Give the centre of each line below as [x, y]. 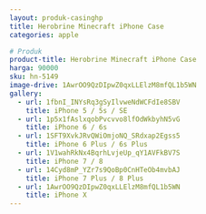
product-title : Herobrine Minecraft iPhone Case [103, 60]
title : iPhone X [57, 195]
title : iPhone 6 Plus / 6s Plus [87, 145]
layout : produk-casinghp [56, 18]
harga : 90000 [34, 68]
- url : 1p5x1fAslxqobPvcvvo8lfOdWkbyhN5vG [99, 119]
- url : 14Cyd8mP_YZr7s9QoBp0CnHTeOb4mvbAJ [99, 169]
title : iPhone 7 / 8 [64, 161]
